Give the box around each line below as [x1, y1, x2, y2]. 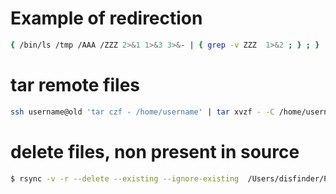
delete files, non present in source [10, 140, 300, 163]
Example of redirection [10, 7, 203, 30]
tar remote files [10, 74, 141, 96]
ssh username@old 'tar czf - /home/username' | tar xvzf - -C [10, 107, 275, 117]
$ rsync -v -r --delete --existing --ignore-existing [10, 173, 240, 184]
